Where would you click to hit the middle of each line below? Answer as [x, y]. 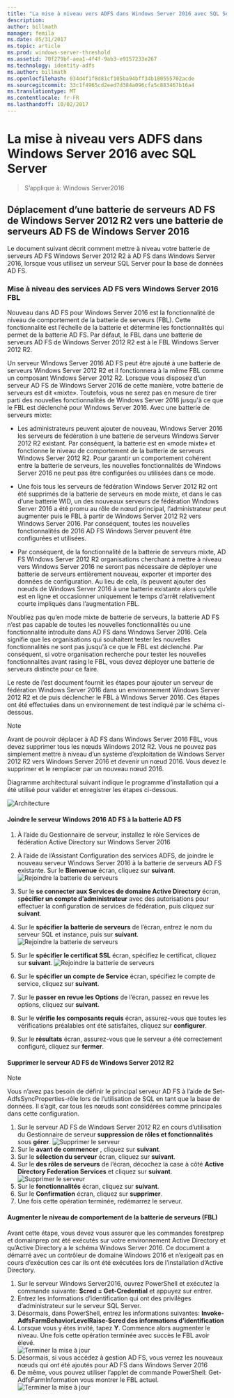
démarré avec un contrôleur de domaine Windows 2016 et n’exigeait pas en [116, 1255]
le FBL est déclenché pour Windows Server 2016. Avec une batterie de [109, 407]
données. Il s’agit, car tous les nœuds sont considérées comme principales [115, 1107]
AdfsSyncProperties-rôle [43, 1099]
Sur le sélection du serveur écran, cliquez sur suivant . [96, 1157]
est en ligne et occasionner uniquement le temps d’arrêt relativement [116, 596]
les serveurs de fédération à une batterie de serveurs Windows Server [118, 436]
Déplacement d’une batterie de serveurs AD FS [111, 210]
